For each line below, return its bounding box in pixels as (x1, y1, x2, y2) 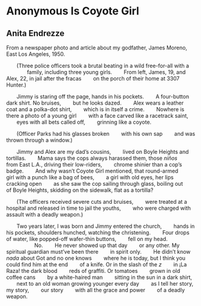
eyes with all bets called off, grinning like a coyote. (16, 118, 152, 126)
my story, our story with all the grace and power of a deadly (6, 287, 185, 293)
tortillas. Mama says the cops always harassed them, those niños (6, 155, 178, 162)
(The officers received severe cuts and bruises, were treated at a (16, 198, 187, 205)
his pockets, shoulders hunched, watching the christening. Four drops (6, 229, 190, 236)
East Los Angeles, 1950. (6, 50, 65, 58)
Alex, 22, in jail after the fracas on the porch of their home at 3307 (6, 75, 180, 82)
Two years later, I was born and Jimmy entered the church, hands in (16, 222, 195, 230)
